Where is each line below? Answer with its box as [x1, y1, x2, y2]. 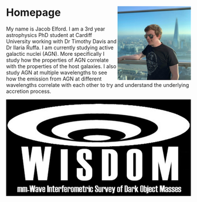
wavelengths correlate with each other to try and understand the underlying [6, 81, 189, 88]
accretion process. [6, 87, 52, 95]
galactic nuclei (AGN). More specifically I [6, 50, 105, 57]
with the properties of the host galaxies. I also [6, 62, 117, 70]
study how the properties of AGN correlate [6, 56, 109, 63]
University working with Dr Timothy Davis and [6, 38, 117, 45]
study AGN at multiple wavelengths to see [6, 69, 107, 76]
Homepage [6, 6, 61, 19]
